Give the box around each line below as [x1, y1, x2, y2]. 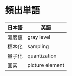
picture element [27, 61, 65, 68]
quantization [27, 52, 57, 59]
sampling [27, 43, 49, 50]
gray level [27, 33, 51, 40]
